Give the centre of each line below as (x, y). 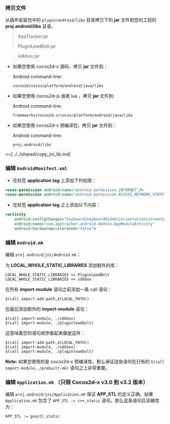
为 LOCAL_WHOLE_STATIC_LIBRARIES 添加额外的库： (62, 265)
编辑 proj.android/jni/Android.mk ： (43, 255)
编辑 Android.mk (25, 243)
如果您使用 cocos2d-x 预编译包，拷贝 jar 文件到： (65, 126)
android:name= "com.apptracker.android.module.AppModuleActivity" (85, 224)
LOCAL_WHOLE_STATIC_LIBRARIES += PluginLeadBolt (57, 275)
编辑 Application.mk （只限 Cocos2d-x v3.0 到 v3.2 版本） (77, 382)
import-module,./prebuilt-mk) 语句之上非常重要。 (58, 368)
